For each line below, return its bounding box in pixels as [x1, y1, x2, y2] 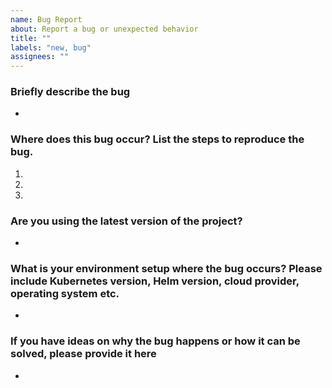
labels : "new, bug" [10, 42, 92, 53]
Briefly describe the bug [10, 85, 131, 99]
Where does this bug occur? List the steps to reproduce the [10, 132, 305, 146]
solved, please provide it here [10, 347, 157, 361]
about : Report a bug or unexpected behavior [10, 24, 199, 34]
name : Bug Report [10, 14, 83, 25]
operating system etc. [10, 286, 120, 300]
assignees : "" [10, 52, 70, 62]
